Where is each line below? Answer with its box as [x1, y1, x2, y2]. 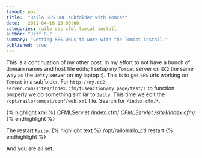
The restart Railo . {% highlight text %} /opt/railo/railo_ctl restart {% [6, 127, 173, 134]
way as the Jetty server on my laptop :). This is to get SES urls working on [6, 71, 188, 79]
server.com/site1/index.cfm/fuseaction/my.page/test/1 [6, 85, 147, 91]
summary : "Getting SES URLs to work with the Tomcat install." [6, 37, 168, 43]
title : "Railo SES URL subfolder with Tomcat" [6, 14, 128, 20]
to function [147, 84, 175, 91]
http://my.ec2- [70, 79, 108, 85]
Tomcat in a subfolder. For [6, 77, 69, 85]
